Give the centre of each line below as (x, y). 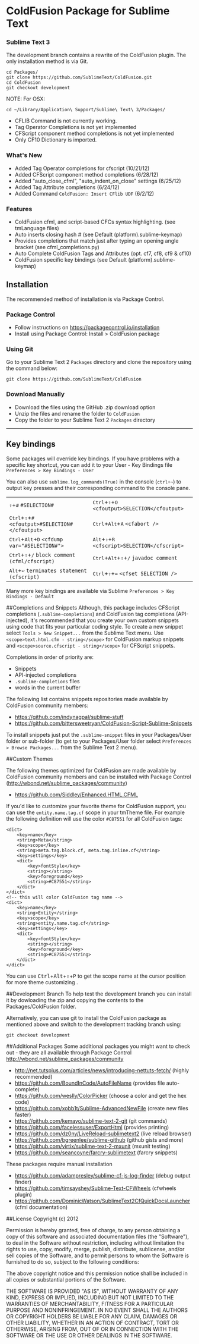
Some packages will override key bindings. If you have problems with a (93, 459)
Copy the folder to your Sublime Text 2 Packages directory (85, 420)
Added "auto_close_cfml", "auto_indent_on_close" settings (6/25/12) (98, 181)
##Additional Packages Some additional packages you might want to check (98, 1046)
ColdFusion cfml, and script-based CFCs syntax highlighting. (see (95, 222)
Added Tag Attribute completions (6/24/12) (67, 187)
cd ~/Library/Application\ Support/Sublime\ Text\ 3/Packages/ (86, 110)
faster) (23, 1114)
